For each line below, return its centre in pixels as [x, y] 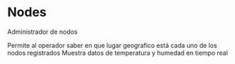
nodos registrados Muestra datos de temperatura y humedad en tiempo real [117, 53]
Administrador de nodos [42, 32]
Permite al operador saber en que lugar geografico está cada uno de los [112, 45]
